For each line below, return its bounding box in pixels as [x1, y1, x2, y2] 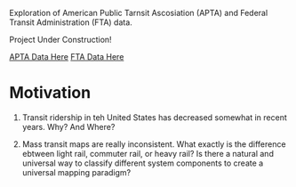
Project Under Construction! [9, 35, 113, 45]
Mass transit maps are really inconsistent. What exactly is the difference [21, 138, 286, 150]
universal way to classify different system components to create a [21, 158, 264, 168]
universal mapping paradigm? [21, 167, 132, 177]
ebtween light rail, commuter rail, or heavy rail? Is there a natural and [21, 148, 274, 159]
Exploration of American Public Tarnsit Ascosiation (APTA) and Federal [9, 8, 268, 18]
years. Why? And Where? [21, 121, 116, 132]
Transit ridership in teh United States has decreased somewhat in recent [21, 111, 287, 123]
